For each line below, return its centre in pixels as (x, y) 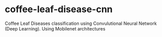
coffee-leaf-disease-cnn (59, 9)
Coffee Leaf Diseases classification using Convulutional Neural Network (81, 23)
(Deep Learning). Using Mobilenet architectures (55, 28)
